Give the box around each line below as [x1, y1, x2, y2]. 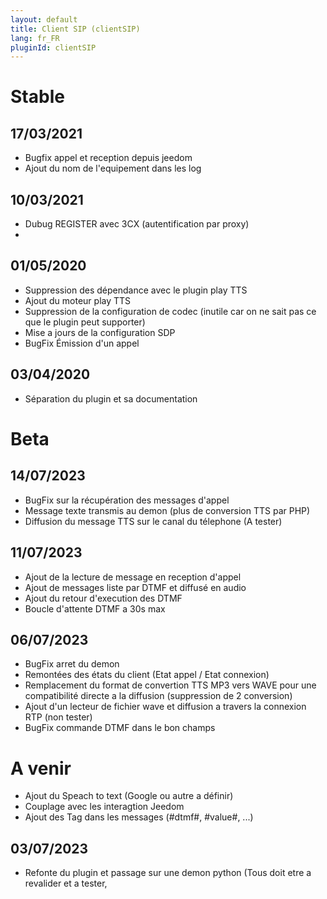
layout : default [10, 14, 78, 25]
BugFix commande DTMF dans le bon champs [24, 722, 216, 734]
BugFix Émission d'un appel [24, 337, 140, 349]
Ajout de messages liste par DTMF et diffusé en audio [24, 581, 247, 593]
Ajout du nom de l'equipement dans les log [24, 162, 202, 175]
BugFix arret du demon [24, 658, 120, 670]
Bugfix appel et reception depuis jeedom [24, 152, 193, 164]
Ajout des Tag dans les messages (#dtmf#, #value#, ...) [24, 811, 254, 823]
